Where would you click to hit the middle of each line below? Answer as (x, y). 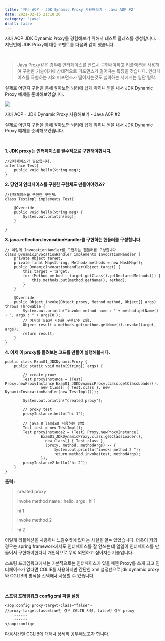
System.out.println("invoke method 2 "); (97, 450)
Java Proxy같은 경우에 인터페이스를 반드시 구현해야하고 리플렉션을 (82, 65)
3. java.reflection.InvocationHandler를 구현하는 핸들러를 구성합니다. (74, 240)
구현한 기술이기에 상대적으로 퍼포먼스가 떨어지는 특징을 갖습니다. (85, 71)
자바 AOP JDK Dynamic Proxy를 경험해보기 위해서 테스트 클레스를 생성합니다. (81, 38)
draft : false (19, 24)
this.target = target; (46, 272)
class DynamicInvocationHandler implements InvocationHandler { (73, 255)
